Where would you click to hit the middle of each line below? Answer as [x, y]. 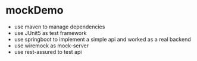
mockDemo [35, 10]
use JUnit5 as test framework [50, 33]
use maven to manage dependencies [60, 27]
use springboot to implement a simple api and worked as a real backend [102, 39]
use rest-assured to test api [48, 52]
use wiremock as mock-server [51, 46]
